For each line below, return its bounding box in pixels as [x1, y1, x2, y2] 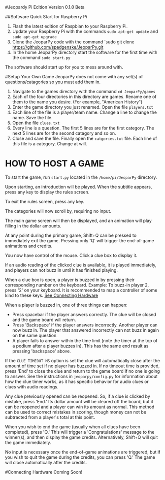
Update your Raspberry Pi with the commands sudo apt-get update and [12, 29, 159, 34]
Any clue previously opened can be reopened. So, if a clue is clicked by [5, 393, 150, 399]
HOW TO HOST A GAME [5, 158, 104, 169]
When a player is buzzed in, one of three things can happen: [5, 302, 128, 308]
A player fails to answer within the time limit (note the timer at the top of [12, 337, 158, 344]
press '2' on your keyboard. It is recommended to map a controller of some [5, 287, 158, 293]
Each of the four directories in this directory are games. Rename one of [12, 94, 157, 99]
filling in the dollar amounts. [5, 223, 62, 228]
